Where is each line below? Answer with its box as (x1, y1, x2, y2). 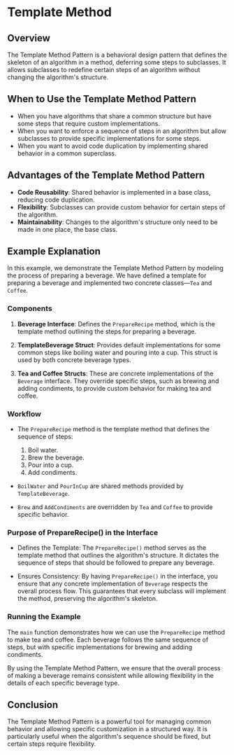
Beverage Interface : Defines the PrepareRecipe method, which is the (17, 319, 215, 328)
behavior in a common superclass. (17, 148, 117, 158)
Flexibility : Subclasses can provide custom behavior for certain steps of (17, 202, 226, 211)
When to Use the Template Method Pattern (7, 93, 197, 105)
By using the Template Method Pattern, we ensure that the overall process (7, 663, 221, 672)
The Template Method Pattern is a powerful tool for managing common (7, 717, 212, 726)
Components (7, 304, 52, 314)
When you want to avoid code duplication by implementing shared (17, 141, 208, 150)
